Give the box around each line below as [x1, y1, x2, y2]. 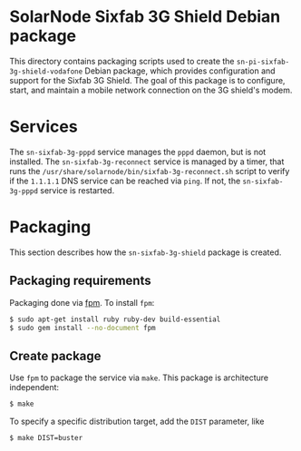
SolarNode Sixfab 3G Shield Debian [9, 6, 281, 27]
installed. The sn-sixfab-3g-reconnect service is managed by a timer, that [9, 156, 285, 167]
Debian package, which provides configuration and [84, 65, 276, 76]
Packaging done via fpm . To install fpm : [9, 297, 155, 308]
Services [9, 116, 79, 137]
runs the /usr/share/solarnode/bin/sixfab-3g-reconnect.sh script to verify [9, 165, 290, 176]
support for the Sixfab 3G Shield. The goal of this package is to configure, [9, 74, 286, 85]
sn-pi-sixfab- [236, 57, 290, 66]
